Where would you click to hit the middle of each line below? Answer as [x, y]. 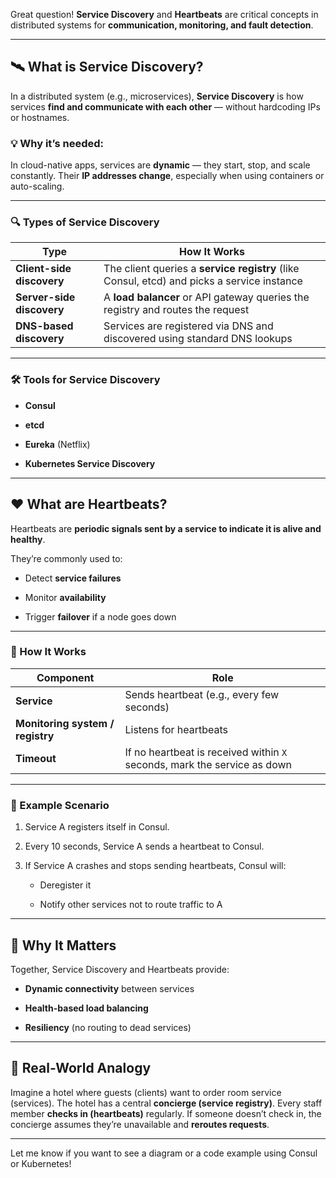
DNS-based [44, 326]
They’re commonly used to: [66, 558]
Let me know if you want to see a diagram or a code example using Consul [164, 1153]
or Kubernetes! [41, 1163]
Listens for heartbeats [176, 729]
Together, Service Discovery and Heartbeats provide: [120, 969]
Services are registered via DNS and [188, 326]
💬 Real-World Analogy [81, 1068]
